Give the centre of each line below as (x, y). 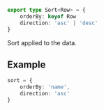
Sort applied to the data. (42, 42)
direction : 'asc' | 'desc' (59, 23)
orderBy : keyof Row (48, 16)
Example (27, 64)
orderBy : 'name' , (45, 87)
